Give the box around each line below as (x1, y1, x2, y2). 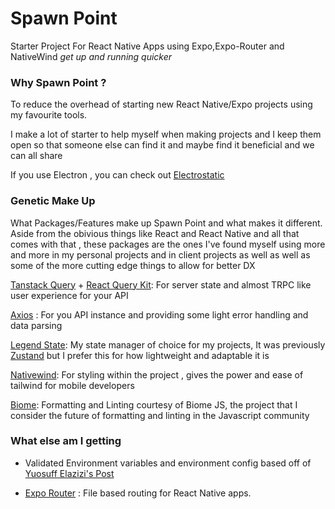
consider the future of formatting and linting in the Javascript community (10, 409, 310, 421)
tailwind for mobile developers (10, 379, 135, 391)
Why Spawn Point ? (10, 75, 107, 89)
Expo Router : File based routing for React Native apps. (24, 487, 252, 499)
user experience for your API (10, 289, 129, 301)
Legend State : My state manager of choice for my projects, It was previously (10, 338, 326, 351)
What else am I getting (10, 434, 122, 448)
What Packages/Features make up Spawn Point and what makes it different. (10, 217, 323, 229)
